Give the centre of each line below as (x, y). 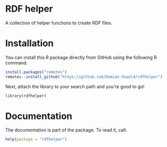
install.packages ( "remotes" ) (36, 72)
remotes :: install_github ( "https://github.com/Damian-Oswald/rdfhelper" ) (84, 77)
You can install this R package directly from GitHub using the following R (81, 57)
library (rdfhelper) (26, 96)
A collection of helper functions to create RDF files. (59, 23)
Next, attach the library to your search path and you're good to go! (75, 86)
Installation (30, 43)
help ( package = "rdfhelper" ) (36, 139)
